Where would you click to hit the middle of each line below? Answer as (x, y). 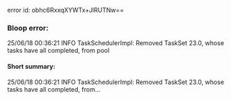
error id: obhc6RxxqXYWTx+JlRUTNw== (66, 10)
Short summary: (31, 66)
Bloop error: (28, 28)
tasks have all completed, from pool (58, 51)
